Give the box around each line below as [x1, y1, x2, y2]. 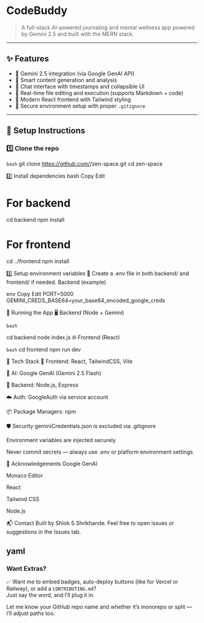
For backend [6, 196, 71, 210]
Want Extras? [6, 564, 47, 572]
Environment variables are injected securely [6, 437, 117, 444]
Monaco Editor [6, 472, 43, 479]
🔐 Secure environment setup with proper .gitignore [15, 102, 146, 110]
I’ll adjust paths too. [6, 610, 56, 617]
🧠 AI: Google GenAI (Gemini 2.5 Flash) [6, 370, 101, 377]
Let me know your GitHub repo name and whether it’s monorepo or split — [6, 604, 192, 610]
